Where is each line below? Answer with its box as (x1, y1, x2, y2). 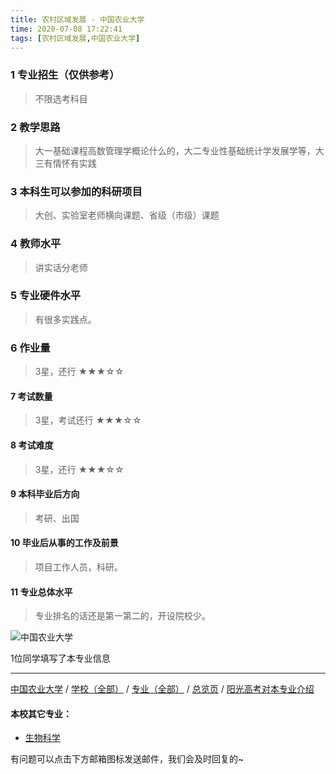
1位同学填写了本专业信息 (10, 652, 111, 665)
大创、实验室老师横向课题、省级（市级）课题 (34, 209, 220, 221)
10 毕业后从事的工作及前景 (10, 537, 119, 549)
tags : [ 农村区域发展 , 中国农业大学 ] (10, 33, 141, 43)
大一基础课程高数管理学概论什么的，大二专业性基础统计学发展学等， (34, 144, 316, 156)
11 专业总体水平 (10, 586, 73, 598)
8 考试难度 (10, 439, 54, 451)
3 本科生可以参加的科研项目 (10, 184, 143, 198)
